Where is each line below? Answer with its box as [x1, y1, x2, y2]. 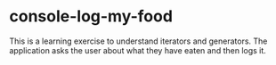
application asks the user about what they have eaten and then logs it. [9, 45, 267, 55]
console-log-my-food [9, 6, 174, 27]
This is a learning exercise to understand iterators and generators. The [9, 36, 268, 46]
